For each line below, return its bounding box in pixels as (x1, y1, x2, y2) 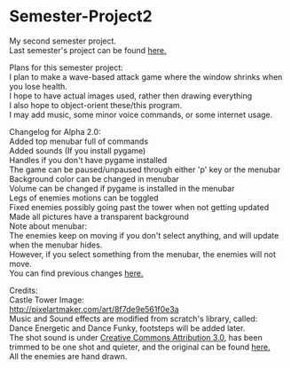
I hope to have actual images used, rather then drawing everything (9, 90, 253, 101)
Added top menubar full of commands (9, 136, 149, 146)
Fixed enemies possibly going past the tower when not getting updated (9, 201, 269, 212)
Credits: (9, 285, 38, 295)
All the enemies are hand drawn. (9, 350, 128, 361)
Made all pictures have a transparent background (9, 211, 189, 222)
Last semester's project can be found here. (9, 44, 167, 55)
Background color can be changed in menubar (9, 173, 179, 184)
